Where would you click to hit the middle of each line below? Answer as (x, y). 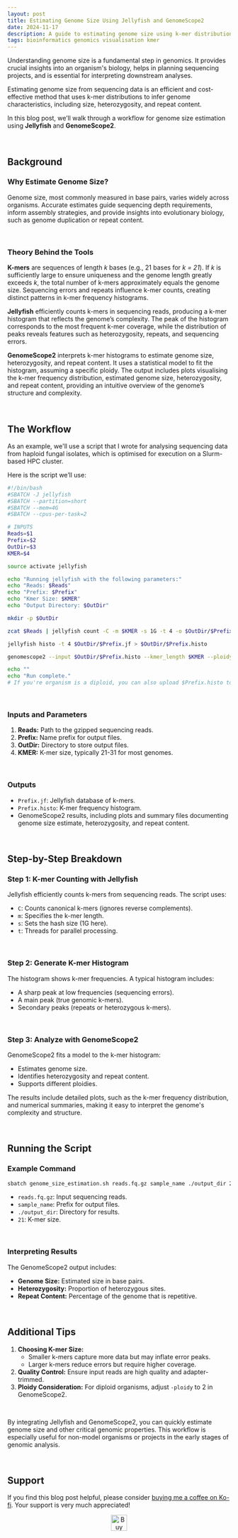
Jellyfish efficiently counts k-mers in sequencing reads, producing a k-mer (117, 311)
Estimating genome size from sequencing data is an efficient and (102, 89)
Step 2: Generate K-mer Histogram (68, 963)
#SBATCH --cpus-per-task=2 (47, 514)
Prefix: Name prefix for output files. (70, 738)
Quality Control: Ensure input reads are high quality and (100, 1372)
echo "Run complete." (39, 676)
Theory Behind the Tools (51, 252)
